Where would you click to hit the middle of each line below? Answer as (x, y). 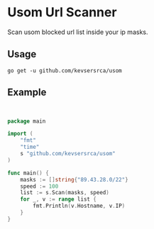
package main (27, 121)
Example (27, 93)
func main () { (28, 173)
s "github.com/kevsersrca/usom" (68, 154)
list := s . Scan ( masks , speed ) (65, 193)
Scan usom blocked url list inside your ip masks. (78, 32)
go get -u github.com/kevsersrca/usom (65, 71)
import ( (20, 134)
